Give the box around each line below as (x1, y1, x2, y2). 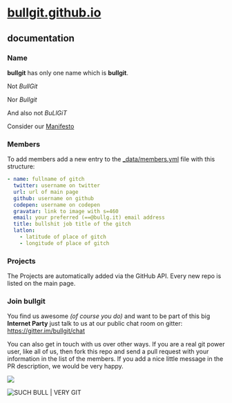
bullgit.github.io (7, 5, 101, 21)
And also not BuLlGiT (7, 108, 68, 117)
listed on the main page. (7, 279, 76, 288)
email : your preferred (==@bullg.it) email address (13, 214, 166, 222)
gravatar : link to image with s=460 (13, 208, 119, 215)
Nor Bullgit (7, 95, 37, 104)
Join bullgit (7, 297, 46, 306)
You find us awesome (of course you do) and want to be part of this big (7, 312, 211, 320)
